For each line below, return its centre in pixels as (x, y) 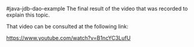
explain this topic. (28, 15)
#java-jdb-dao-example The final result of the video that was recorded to (97, 9)
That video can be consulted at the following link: (67, 26)
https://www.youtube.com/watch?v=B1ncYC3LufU (68, 38)
